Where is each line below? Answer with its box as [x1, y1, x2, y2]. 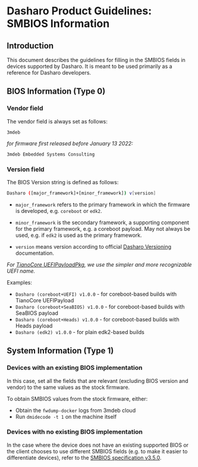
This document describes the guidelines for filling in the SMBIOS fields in [7, 57, 186, 63]
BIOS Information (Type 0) [7, 86, 106, 97]
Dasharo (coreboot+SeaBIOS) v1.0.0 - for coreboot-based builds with [15, 303, 185, 310]
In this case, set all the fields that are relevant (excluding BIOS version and [7, 377, 189, 384]
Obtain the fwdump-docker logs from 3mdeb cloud [15, 407, 136, 414]
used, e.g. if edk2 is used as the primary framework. [15, 231, 142, 239]
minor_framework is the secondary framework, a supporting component [15, 219, 190, 226]
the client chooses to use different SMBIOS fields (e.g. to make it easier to [7, 447, 188, 454]
